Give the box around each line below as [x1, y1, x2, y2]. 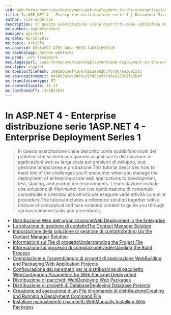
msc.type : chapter [5, 64, 44, 69]
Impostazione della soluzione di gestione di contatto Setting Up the [12, 228, 152, 235]
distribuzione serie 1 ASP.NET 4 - [5, 121, 146, 132]
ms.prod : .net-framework [5, 54, 58, 60]
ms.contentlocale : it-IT [5, 83, 58, 88]
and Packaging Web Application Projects [12, 261, 98, 267]
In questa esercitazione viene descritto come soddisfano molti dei [17, 148, 156, 154]
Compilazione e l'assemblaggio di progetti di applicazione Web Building [12, 255, 162, 262]
